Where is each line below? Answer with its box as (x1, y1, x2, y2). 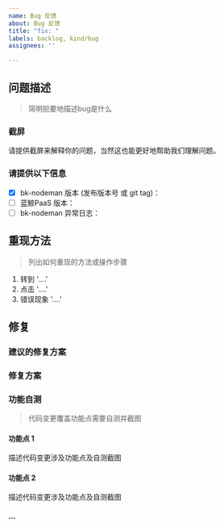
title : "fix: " (8, 27, 60, 35)
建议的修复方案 (8, 346, 67, 358)
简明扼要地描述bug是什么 (27, 103, 113, 113)
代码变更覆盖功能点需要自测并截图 (27, 413, 142, 424)
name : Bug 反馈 (8, 11, 57, 20)
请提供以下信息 (8, 168, 67, 179)
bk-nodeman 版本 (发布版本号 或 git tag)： (19, 187, 161, 198)
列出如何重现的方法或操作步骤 (27, 257, 127, 266)
